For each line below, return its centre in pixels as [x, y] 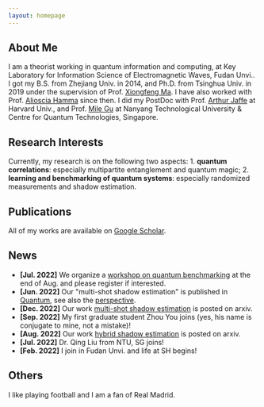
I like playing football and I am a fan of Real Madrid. [92, 394]
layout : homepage [37, 15]
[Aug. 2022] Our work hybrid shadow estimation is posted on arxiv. [130, 333]
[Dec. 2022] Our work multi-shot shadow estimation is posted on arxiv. [136, 308]
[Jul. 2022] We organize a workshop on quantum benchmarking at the [135, 275]
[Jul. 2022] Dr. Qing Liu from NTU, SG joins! [92, 342]
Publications [40, 211]
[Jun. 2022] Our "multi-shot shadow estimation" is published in [124, 291]
